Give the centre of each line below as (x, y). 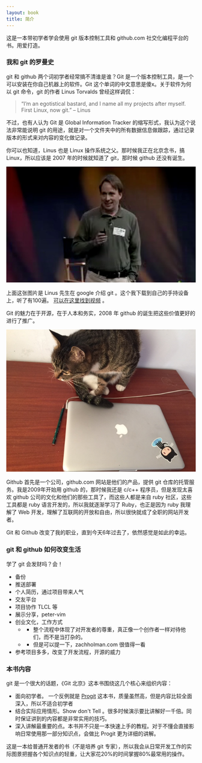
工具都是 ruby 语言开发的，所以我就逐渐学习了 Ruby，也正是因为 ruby (93, 505)
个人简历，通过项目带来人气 (49, 592)
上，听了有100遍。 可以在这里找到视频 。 (57, 300)
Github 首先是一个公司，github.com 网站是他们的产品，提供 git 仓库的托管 (98, 482)
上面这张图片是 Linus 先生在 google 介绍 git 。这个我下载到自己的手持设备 (97, 293)
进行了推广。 (22, 321)
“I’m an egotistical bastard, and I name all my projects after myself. (103, 103)
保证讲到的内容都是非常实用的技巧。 (65, 718)
